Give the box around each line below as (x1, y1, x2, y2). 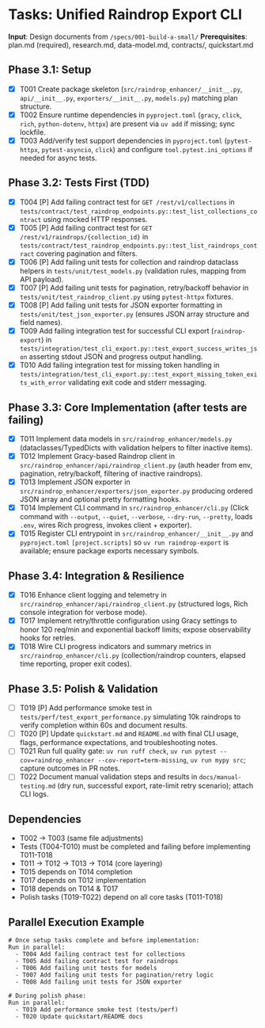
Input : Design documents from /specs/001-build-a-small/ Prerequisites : (8, 32, 248, 41)
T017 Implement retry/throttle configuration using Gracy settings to (19, 616, 237, 625)
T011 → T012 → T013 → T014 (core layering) (19, 858, 163, 869)
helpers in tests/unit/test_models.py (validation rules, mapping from (19, 266, 247, 275)
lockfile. (19, 127, 46, 136)
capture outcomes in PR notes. (19, 763, 120, 774)
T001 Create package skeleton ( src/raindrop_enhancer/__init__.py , (19, 84, 243, 94)
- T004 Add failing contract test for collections (15, 950, 186, 958)
